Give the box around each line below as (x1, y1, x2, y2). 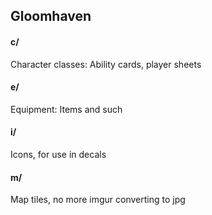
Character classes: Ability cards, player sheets (10, 58, 202, 70)
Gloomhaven (10, 8, 92, 25)
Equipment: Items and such (10, 103, 123, 115)
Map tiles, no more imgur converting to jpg (10, 194, 186, 206)
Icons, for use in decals (10, 149, 107, 160)
